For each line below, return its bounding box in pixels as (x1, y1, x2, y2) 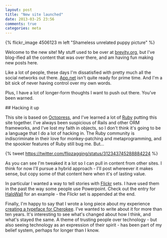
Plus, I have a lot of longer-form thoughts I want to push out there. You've (5, 90, 156, 96)
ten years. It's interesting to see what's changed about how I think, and (5, 212, 151, 218)
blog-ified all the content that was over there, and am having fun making (5, 54, 154, 60)
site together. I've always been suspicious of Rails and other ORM (5, 120, 140, 126)
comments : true (5, 21, 37, 26)
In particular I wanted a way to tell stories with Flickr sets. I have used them (5, 181, 160, 187)
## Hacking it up (5, 105, 39, 111)
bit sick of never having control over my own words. (5, 80, 112, 86)
